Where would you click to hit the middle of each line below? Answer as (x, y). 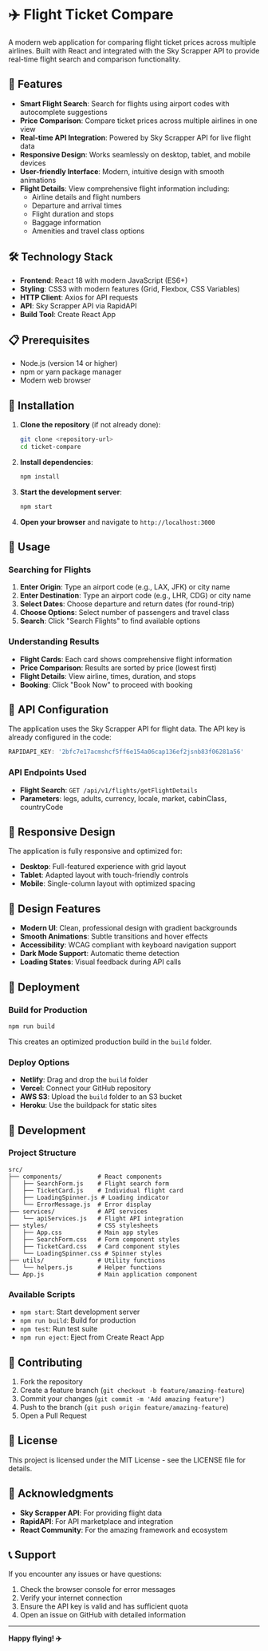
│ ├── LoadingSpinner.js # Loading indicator (89, 1197)
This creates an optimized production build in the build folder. (110, 1042)
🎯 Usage (29, 547)
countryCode (41, 807)
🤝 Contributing (45, 1362)
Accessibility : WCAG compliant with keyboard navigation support (128, 945)
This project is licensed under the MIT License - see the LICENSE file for (127, 1460)
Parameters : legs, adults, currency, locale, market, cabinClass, (123, 798)
